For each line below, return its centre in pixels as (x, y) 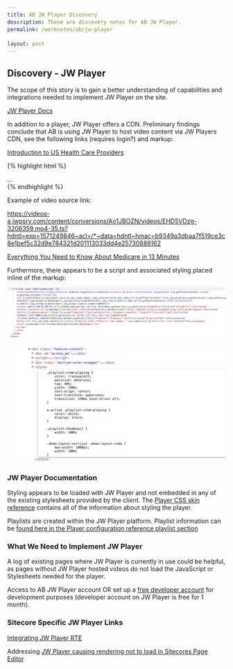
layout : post (26, 44)
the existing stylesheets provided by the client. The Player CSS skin (103, 500)
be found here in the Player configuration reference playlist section (103, 529)
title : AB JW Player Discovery (52, 15)
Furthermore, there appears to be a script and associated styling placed (110, 270)
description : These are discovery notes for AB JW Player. (94, 22)
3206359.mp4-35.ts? (37, 228)
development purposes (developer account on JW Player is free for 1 (105, 597)
